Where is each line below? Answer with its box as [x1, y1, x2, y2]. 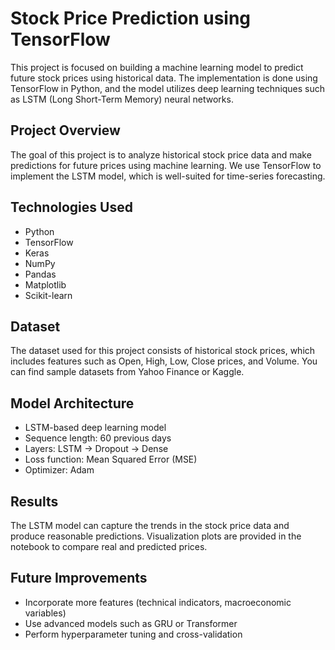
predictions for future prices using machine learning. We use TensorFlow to [10, 159, 322, 171]
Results [10, 493, 59, 510]
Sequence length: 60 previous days [24, 432, 172, 444]
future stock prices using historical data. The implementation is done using [10, 72, 318, 84]
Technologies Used [10, 199, 133, 216]
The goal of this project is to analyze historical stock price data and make [10, 148, 312, 161]
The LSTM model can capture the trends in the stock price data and [10, 520, 290, 531]
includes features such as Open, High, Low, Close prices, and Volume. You [10, 355, 318, 367]
